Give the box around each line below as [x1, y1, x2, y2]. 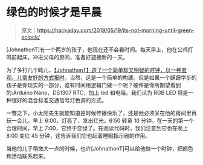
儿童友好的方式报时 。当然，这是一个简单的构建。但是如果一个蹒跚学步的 [16, 74, 197, 81]
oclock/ [21, 33, 40, 40]
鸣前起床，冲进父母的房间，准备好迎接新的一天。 [6, 53, 128, 60]
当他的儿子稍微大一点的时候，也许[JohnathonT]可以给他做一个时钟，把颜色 [6, 144, 193, 152]
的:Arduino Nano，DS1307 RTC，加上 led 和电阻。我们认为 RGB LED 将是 [6, 89, 188, 96]
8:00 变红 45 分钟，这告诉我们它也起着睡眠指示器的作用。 [6, 132, 151, 139]
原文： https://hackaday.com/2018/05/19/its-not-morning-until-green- [21, 27, 195, 34]
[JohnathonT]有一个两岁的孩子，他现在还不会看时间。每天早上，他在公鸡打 [6, 46, 193, 53]
